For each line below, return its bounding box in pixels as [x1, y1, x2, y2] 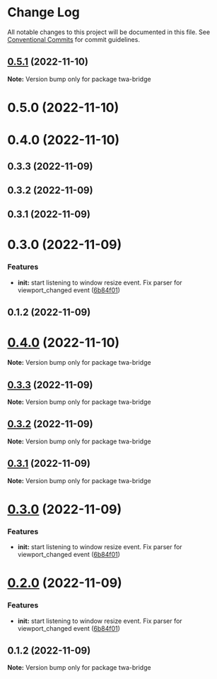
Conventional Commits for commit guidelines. [7, 35, 140, 43]
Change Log [7, 4, 80, 21]
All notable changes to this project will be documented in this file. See [7, 28, 211, 36]
